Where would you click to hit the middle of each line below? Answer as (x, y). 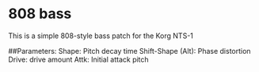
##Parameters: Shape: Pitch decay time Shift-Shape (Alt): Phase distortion (129, 51)
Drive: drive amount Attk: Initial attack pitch (78, 59)
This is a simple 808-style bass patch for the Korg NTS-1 (101, 36)
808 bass (40, 14)
